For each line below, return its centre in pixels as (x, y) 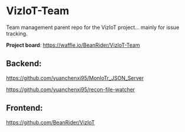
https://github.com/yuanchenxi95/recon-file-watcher (71, 89)
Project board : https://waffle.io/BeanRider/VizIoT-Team (73, 45)
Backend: (24, 64)
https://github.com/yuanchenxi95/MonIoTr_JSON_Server (75, 78)
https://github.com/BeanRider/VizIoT (51, 122)
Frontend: (24, 108)
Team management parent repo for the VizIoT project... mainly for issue (93, 27)
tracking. (17, 33)
